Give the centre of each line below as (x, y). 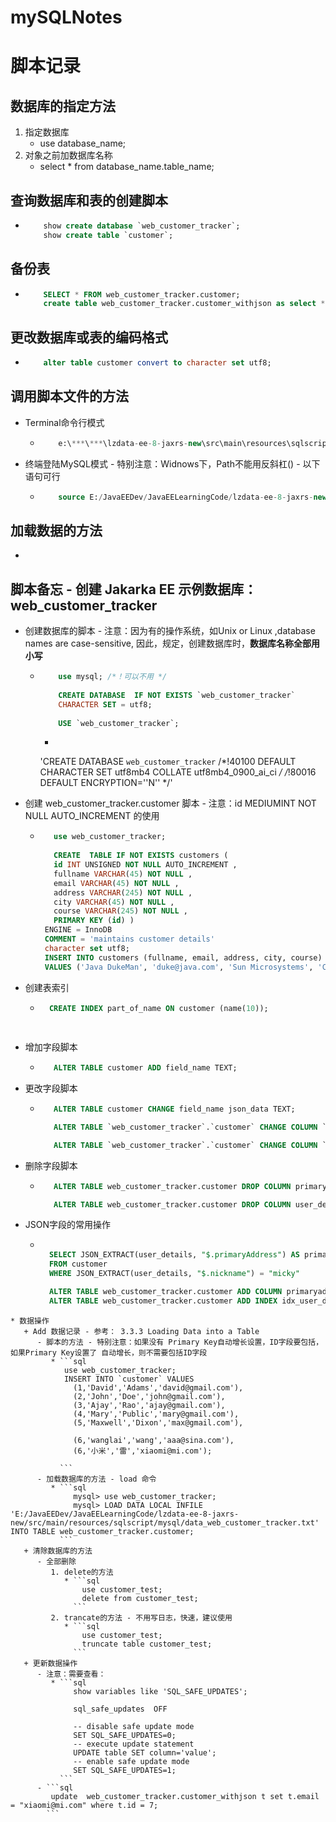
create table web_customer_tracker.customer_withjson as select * (184, 304)
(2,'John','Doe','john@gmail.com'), (149, 1396)
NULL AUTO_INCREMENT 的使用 (92, 816)
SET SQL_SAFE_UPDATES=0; (125, 1735)
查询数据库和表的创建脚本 (89, 200)
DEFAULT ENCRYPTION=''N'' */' (106, 783)
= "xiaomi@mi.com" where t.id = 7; (84, 1805)
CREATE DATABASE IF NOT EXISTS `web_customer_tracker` (177, 695)
